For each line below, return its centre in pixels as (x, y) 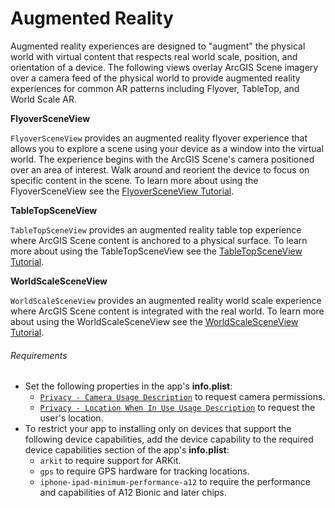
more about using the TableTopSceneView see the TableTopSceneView (156, 251)
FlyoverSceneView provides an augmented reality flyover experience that (159, 138)
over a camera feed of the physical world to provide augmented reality (155, 78)
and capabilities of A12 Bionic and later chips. (133, 493)
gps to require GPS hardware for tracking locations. (144, 471)
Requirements (39, 355)
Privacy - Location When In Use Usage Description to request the (177, 408)
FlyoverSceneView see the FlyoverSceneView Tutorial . (122, 191)
